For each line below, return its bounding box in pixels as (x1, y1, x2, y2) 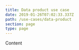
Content (5, 40, 22, 46)
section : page (5, 21, 36, 27)
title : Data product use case (5, 7, 70, 13)
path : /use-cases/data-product (5, 17, 72, 22)
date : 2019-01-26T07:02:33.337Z (5, 12, 74, 17)
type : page (5, 26, 29, 31)
